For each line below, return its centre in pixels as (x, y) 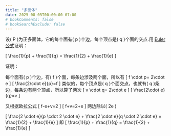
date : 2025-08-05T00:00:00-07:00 (41, 15)
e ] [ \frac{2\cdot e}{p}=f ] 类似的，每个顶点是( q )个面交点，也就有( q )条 (82, 84)
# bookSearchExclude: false (35, 24)
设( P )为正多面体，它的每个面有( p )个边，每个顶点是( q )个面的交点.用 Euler (85, 39)
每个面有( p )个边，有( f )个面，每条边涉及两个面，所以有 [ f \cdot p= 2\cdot (85, 77)
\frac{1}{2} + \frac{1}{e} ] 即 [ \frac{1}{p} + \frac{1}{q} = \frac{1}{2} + (78, 122)
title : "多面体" (22, 10)
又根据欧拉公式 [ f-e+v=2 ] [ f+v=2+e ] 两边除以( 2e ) (61, 106)
